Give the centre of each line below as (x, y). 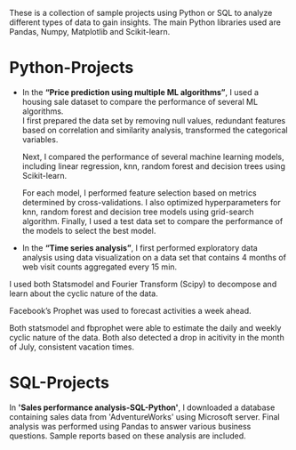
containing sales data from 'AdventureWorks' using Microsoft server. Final (144, 416)
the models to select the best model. (89, 230)
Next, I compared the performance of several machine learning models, (153, 157)
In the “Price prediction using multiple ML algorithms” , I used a (140, 92)
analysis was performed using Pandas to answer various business (130, 426)
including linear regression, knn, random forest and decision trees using (154, 166)
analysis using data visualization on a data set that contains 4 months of (154, 257)
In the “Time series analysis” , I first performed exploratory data (140, 247)
